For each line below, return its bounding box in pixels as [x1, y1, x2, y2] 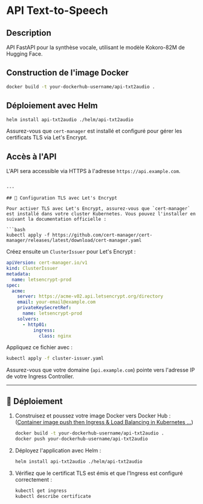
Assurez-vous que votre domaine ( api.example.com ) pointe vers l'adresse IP [6, 367, 195, 374]
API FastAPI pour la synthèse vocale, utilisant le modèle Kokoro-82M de [6, 44, 185, 51]
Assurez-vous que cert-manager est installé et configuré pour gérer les [6, 128, 182, 135]
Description [6, 28, 51, 38]
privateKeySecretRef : [17, 305, 71, 311]
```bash [6, 227, 26, 233]
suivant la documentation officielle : [6, 216, 107, 223]
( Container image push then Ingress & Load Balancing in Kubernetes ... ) [14, 419, 193, 426]
